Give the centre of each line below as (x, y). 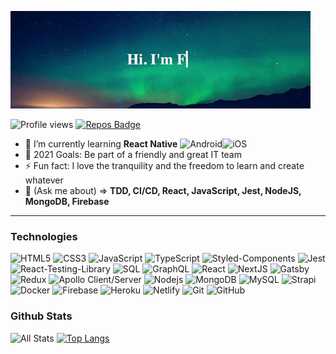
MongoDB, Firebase (67, 201)
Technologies (44, 236)
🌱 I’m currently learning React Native (101, 144)
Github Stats (41, 316)
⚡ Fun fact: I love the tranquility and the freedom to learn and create (164, 165)
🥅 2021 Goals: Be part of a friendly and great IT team (133, 154)
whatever (44, 180)
